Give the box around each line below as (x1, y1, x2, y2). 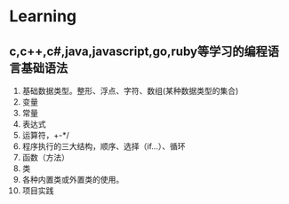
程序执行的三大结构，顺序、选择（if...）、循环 (21, 141, 186, 152)
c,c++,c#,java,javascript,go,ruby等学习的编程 (9, 43, 269, 59)
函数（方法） (21, 153, 69, 162)
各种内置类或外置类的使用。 (21, 175, 124, 184)
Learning (9, 6, 77, 27)
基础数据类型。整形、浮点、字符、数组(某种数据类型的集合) (21, 86, 239, 96)
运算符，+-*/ (21, 130, 69, 140)
